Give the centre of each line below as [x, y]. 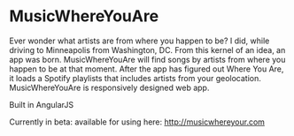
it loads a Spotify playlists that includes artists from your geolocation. [135, 78]
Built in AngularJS [42, 104]
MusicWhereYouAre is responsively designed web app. [109, 87]
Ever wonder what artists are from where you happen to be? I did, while [139, 41]
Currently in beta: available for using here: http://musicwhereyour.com [137, 122]
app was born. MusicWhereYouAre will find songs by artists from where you [147, 59]
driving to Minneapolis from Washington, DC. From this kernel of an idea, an [147, 49]
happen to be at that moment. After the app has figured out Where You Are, [147, 69]
